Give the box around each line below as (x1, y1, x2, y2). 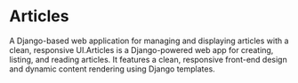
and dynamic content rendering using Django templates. (9, 64, 215, 74)
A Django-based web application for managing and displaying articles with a (9, 35, 289, 46)
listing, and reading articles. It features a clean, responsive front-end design (9, 54, 287, 64)
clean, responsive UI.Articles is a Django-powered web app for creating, (9, 44, 274, 55)
